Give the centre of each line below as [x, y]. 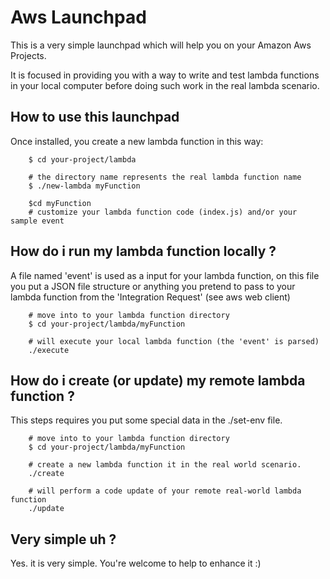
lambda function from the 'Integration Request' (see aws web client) [150, 297]
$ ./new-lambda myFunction [84, 186]
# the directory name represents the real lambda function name [165, 177]
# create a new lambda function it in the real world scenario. [165, 465]
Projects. [28, 55]
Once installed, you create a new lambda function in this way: [137, 141]
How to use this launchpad [95, 117]
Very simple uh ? [63, 539]
